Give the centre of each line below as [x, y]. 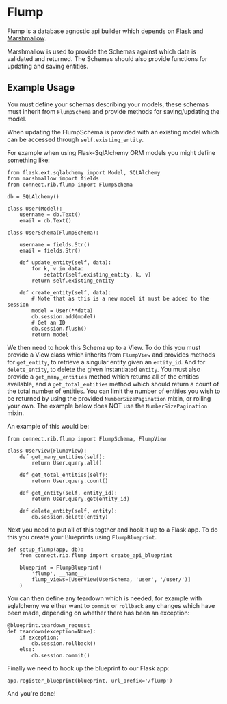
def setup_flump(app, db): [45, 550]
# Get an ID [49, 322]
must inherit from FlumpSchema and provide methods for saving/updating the [113, 111]
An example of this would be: [48, 426]
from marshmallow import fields [53, 178]
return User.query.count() [70, 481]
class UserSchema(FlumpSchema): [53, 233]
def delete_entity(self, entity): [68, 511]
